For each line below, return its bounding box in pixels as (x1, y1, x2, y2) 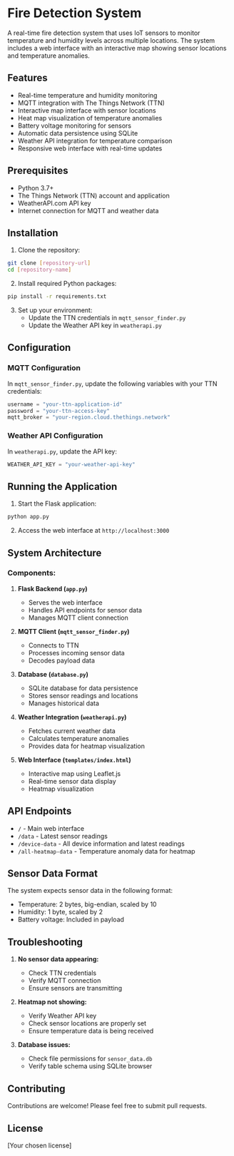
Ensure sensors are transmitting (28, 984, 123, 993)
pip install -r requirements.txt (7, 293, 107, 300)
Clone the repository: (17, 246, 81, 255)
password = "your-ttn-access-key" (7, 407, 111, 414)
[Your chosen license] (7, 1141, 72, 1150)
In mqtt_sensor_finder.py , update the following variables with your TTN (7, 379, 218, 388)
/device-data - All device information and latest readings (17, 839, 185, 848)
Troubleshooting (7, 936, 83, 948)
